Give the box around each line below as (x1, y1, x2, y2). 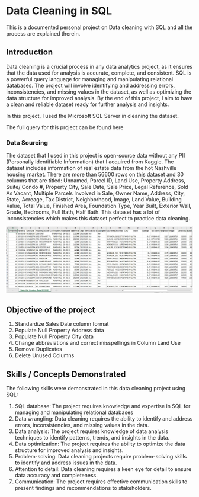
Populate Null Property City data (14, 333, 94, 340)
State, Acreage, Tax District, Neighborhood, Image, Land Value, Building (6, 196, 182, 203)
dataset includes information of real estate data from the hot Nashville (6, 165, 176, 172)
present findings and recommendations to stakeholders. (14, 485, 152, 491)
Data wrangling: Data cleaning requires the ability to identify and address (14, 415, 193, 422)
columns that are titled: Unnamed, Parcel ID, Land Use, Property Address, (6, 177, 185, 184)
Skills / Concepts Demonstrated (6, 369, 126, 379)
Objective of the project (6, 304, 95, 315)
